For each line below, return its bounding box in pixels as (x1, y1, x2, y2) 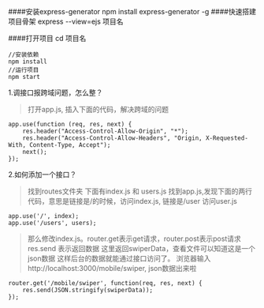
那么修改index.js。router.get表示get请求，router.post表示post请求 (27, 234, 242, 243)
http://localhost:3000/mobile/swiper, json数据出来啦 (27, 264, 197, 272)
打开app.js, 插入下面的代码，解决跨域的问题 (27, 105, 169, 114)
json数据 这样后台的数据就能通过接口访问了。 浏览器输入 (27, 254, 211, 263)
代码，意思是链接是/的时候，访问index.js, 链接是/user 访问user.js (27, 197, 238, 205)
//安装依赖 (8, 51, 39, 58)
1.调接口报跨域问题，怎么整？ (8, 88, 103, 97)
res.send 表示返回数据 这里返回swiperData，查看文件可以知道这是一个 (27, 244, 256, 253)
